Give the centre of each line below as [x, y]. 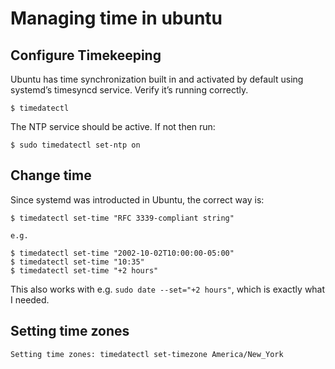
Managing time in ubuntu [116, 18]
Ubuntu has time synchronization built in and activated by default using [157, 79]
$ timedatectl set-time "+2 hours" [84, 270]
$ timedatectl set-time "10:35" [77, 262]
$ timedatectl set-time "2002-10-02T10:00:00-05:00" [122, 253]
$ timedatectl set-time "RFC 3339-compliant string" [122, 218]
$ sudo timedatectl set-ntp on [75, 145]
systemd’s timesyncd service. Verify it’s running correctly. [129, 90]
